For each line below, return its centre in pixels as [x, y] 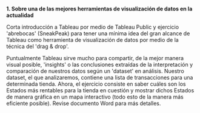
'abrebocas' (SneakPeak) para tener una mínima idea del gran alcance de [98, 33]
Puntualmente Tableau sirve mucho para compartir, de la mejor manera [95, 58]
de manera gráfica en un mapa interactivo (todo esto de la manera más [95, 97]
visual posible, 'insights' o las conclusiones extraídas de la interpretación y [99, 64]
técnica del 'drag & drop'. [38, 46]
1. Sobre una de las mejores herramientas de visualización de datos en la [99, 9]
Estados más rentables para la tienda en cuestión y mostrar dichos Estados [100, 90]
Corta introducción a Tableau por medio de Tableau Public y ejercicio [93, 27]
